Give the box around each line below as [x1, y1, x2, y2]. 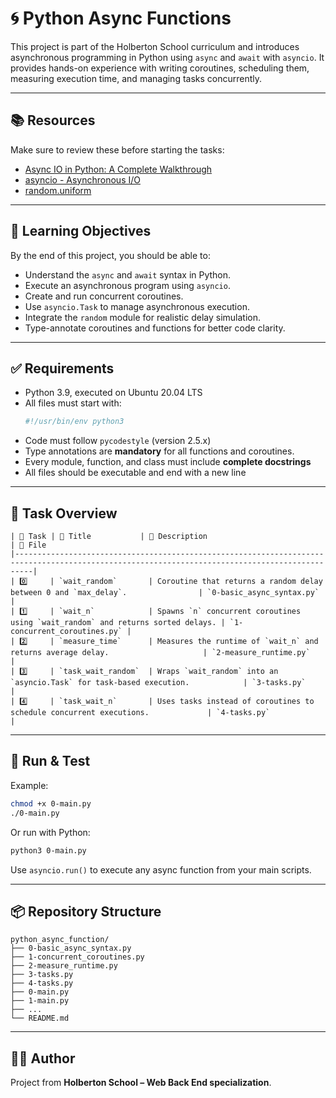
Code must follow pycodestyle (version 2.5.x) [24, 435, 212, 447]
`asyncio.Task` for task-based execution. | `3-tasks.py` [10, 678, 307, 688]
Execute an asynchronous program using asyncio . [24, 279, 231, 291]
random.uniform [24, 184, 92, 196]
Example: [10, 779, 49, 791]
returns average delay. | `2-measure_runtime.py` [10, 648, 311, 658]
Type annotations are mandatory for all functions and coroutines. [24, 445, 295, 457]
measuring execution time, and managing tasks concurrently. [10, 72, 263, 84]
